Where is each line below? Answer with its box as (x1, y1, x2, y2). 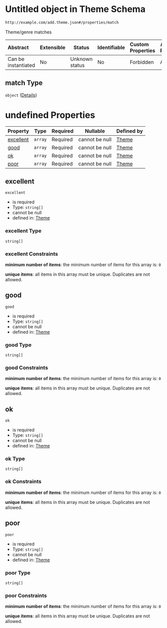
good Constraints (5, 364, 48, 371)
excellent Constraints (5, 250, 58, 257)
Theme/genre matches (5, 29, 52, 35)
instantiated (7, 61, 35, 68)
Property (7, 127, 29, 134)
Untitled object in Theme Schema (5, 3, 146, 15)
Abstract (7, 44, 29, 51)
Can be (7, 55, 25, 62)
